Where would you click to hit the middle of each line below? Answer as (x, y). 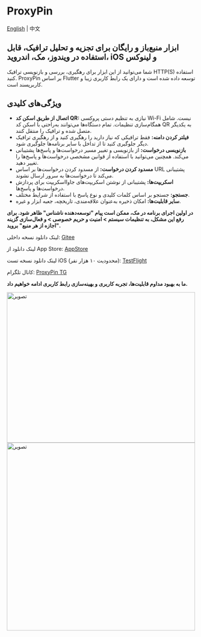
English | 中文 (24, 28)
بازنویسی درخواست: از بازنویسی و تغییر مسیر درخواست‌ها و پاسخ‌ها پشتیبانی (100, 150)
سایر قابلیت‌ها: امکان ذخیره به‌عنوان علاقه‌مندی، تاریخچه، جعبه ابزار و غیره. (98, 201)
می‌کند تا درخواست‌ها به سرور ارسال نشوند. (64, 175)
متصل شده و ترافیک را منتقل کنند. (54, 131)
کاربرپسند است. (25, 84)
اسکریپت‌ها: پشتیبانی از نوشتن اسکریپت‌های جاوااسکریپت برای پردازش (94, 182)
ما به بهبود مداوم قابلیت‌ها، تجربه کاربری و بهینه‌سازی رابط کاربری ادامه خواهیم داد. (97, 283)
